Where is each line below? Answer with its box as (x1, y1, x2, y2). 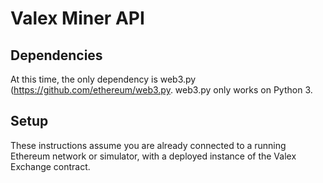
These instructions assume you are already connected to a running (10, 139, 287, 151)
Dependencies (10, 47, 103, 64)
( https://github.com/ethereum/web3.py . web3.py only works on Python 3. (10, 84, 313, 96)
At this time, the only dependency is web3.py (10, 73, 197, 85)
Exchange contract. (10, 160, 91, 172)
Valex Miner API (10, 7, 145, 30)
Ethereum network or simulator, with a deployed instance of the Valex (10, 150, 297, 162)
